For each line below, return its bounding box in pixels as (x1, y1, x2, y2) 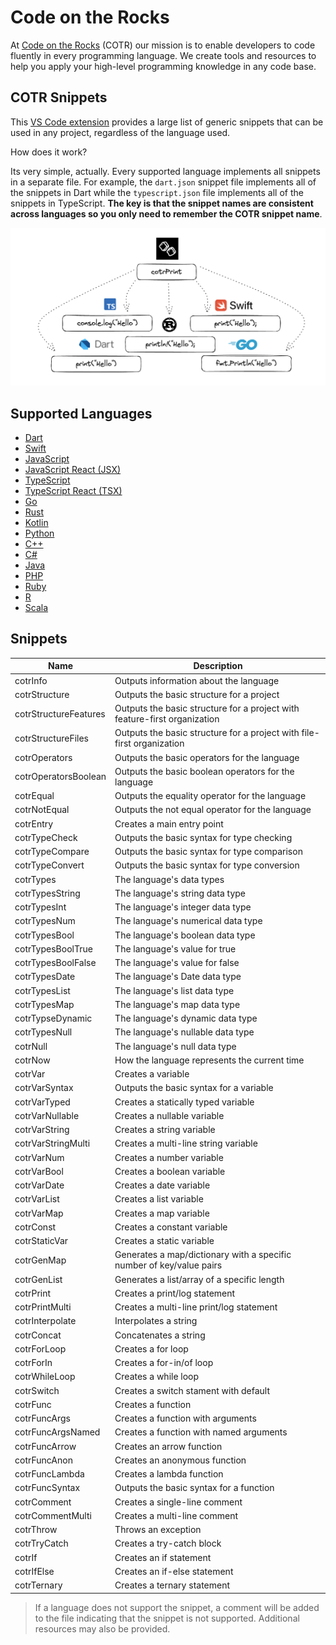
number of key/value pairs (114, 1259, 223, 1271)
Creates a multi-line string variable (114, 1137, 258, 1150)
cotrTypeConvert (14, 859, 85, 871)
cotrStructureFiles (14, 732, 90, 744)
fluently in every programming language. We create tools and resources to (10, 49, 317, 61)
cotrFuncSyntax (14, 1482, 81, 1494)
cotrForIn (14, 1357, 53, 1369)
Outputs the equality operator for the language (114, 790, 307, 802)
